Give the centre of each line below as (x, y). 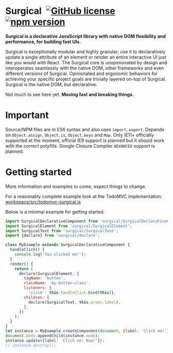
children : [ (37, 297)
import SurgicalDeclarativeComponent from (51, 221)
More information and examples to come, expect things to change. (76, 186)
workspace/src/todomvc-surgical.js (43, 202)
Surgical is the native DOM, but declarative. (51, 84)
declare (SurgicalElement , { (49, 273)
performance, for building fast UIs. (43, 42)
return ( (24, 269)
